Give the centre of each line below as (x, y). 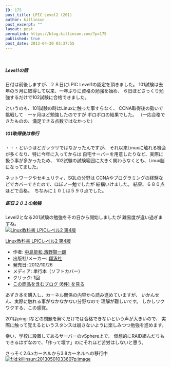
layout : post (19, 29)
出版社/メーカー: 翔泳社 (37, 258)
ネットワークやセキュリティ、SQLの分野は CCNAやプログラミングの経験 (82, 178)
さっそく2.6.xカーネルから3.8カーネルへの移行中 (56, 353)
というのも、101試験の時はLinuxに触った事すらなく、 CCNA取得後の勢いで (84, 108)
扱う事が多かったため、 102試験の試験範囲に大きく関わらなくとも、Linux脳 (85, 160)
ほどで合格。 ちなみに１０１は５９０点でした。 (56, 190)
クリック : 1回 (26, 277)
